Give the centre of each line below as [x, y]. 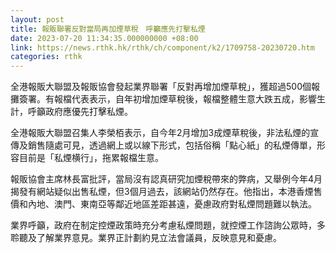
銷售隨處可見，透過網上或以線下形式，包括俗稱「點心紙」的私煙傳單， [172, 145]
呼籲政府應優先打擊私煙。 [80, 112]
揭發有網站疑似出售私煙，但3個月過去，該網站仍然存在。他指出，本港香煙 [162, 192]
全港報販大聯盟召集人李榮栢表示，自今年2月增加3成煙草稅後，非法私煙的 [160, 133]
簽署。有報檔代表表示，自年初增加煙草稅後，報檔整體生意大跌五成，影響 [167, 99]
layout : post [37, 19]
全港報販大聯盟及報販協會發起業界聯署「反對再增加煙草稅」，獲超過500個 [161, 87]
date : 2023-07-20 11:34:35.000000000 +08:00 [104, 38]
